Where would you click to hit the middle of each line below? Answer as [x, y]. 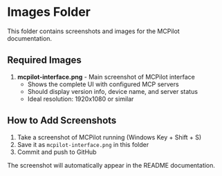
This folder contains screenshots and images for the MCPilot [93, 31]
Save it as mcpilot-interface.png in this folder [83, 144]
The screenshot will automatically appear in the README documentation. [111, 165]
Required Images [44, 60]
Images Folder [49, 12]
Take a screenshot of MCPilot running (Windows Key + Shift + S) [109, 137]
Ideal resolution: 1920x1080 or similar [81, 99]
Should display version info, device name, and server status [113, 91]
